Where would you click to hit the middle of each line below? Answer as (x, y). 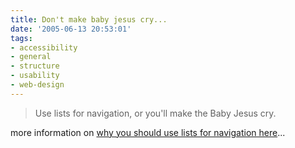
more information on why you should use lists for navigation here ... (148, 132)
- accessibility (44, 47)
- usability (35, 76)
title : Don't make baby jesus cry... (89, 19)
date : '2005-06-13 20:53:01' (71, 29)
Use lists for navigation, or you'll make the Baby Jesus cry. (155, 113)
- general (31, 57)
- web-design (37, 85)
